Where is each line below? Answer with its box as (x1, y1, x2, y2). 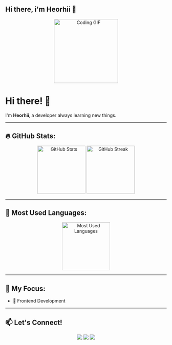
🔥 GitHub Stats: (5, 132, 56, 141)
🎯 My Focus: (5, 284, 46, 293)
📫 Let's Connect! (5, 318, 62, 327)
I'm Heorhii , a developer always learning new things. (5, 112, 117, 118)
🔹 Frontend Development (12, 298, 66, 304)
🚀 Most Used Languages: (5, 208, 87, 217)
